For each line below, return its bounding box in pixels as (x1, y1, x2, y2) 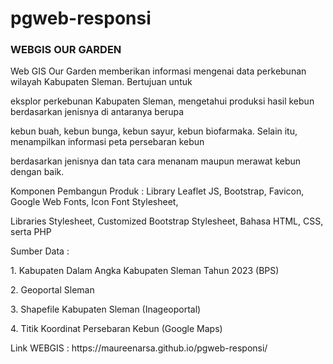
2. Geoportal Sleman (10, 284, 95, 296)
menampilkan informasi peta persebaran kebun (10, 136, 205, 148)
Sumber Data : (10, 245, 70, 257)
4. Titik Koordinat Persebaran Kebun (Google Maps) (10, 323, 223, 335)
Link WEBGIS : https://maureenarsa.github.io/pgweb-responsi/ (10, 342, 268, 354)
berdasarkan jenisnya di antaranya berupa (10, 106, 185, 118)
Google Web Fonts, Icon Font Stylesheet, (10, 196, 179, 208)
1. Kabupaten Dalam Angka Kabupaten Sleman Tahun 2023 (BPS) (10, 265, 280, 277)
